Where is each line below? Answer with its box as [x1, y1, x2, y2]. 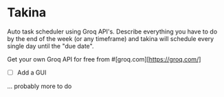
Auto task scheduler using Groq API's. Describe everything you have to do [7, 27, 218, 36]
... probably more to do [7, 82, 72, 90]
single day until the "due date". [7, 42, 94, 50]
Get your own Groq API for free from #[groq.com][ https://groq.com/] [7, 55, 201, 63]
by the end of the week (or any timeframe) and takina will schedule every [7, 34, 214, 42]
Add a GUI [16, 68, 47, 77]
